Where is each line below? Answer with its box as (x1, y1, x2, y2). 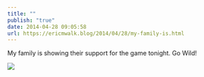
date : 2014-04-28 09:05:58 (7, 23, 87, 30)
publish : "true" (7, 17, 55, 24)
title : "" (7, 10, 37, 17)
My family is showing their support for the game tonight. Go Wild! (7, 49, 198, 57)
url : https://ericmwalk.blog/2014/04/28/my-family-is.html (7, 29, 185, 37)
